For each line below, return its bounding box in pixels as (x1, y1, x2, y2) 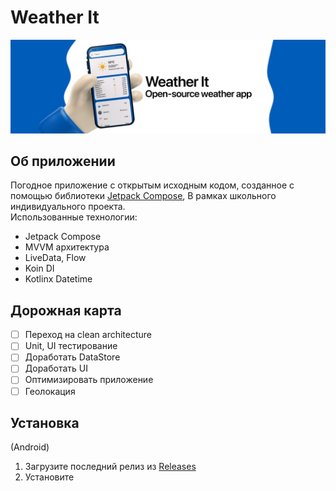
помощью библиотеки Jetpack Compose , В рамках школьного (10, 190, 277, 202)
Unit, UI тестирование (24, 340, 118, 352)
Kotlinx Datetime (24, 273, 93, 285)
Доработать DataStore (24, 351, 121, 363)
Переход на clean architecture (24, 329, 153, 341)
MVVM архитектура (24, 241, 110, 253)
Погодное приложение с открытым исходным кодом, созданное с (10, 179, 295, 191)
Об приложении (10, 152, 116, 170)
